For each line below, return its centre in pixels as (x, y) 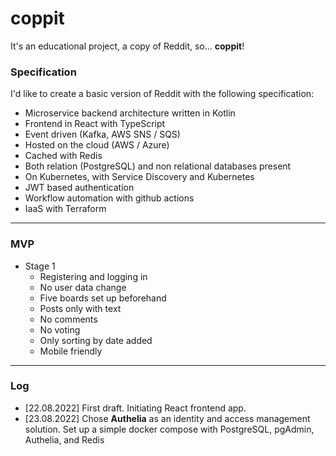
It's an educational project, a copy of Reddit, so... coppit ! (127, 46)
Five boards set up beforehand (103, 298)
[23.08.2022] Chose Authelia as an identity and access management (167, 418)
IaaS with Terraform (65, 209)
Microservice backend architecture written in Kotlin (130, 113)
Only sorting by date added (96, 340)
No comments (68, 319)
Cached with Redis (63, 156)
